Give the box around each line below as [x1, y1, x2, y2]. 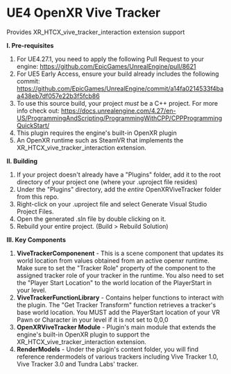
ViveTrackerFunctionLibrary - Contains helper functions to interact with [16, 293, 224, 302]
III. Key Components [6, 235, 67, 244]
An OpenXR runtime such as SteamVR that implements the [16, 136, 184, 144]
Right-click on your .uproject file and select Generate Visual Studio [16, 200, 207, 208]
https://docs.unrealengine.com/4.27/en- [60, 106, 176, 115]
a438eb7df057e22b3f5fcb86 [16, 92, 100, 100]
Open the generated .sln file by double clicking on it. [16, 214, 166, 223]
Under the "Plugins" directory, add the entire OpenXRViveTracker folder [16, 185, 222, 193]
